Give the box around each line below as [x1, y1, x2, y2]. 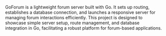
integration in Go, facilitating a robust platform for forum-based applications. [5, 25, 162, 31]
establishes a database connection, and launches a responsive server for [5, 9, 156, 15]
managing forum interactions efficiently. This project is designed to [5, 15, 143, 20]
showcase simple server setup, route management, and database [5, 20, 140, 26]
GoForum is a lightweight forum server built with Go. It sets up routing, [5, 4, 150, 10]
